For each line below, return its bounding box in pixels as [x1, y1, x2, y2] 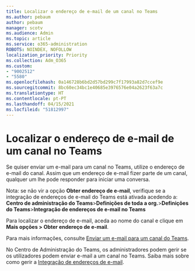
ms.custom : [6, 63, 33, 69]
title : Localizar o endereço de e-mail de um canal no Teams [6, 8, 158, 15]
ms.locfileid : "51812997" [6, 107, 69, 112]
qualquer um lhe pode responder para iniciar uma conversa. [6, 176, 151, 183]
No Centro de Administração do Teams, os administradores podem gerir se [6, 246, 187, 253]
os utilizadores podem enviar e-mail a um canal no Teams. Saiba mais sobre [6, 252, 189, 259]
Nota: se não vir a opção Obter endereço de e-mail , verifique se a [6, 187, 166, 194]
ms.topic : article [6, 36, 51, 42]
